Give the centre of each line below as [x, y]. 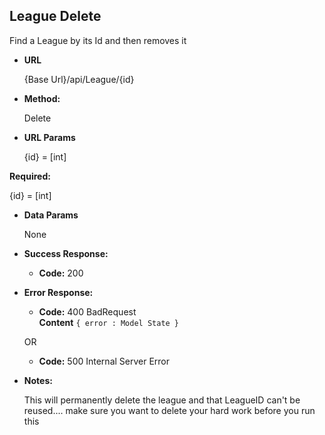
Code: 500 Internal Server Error [104, 361]
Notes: [38, 380]
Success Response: [66, 253]
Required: [30, 176]
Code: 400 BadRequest [87, 311]
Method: [42, 98]
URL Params [49, 137]
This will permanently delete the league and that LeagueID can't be [162, 400]
